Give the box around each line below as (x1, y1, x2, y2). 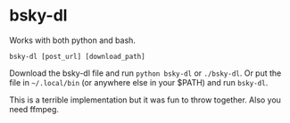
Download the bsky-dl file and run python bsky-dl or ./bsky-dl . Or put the (9, 68, 282, 78)
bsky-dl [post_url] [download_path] (9, 52, 145, 61)
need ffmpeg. (9, 103, 60, 114)
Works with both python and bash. (9, 35, 137, 45)
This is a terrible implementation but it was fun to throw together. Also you (9, 94, 281, 105)
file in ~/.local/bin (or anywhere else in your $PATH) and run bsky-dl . (9, 77, 269, 87)
